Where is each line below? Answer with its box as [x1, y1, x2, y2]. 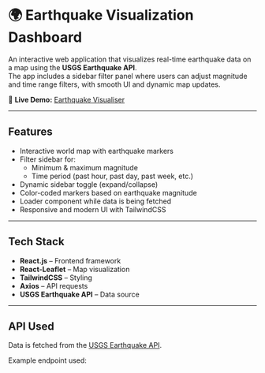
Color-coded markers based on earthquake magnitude [19, 188, 197, 197]
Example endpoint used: [8, 356, 87, 365]
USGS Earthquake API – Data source [19, 289, 140, 299]
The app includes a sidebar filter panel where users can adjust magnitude [8, 71, 248, 80]
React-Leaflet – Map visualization [19, 264, 130, 274]
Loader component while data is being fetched [19, 196, 172, 206]
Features [8, 125, 53, 139]
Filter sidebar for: [19, 155, 77, 164]
